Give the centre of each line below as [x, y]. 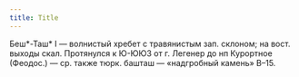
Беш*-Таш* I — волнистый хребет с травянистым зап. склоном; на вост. [150, 43]
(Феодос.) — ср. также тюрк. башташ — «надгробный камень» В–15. [143, 63]
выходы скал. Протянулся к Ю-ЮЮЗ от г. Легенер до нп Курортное [141, 53]
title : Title [34, 18]
